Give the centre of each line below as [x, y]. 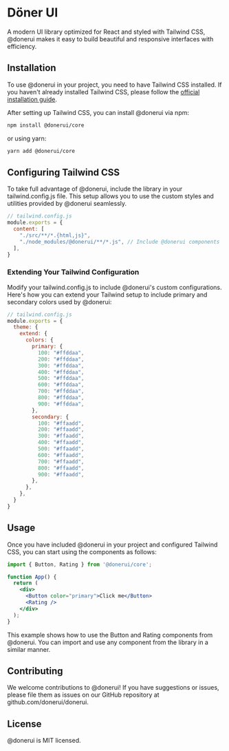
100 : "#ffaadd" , [61, 423]
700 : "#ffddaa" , [61, 391]
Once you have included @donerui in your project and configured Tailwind [112, 544]
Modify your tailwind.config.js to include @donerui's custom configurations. [115, 287]
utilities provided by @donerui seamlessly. [67, 204]
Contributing [35, 671]
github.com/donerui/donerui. [48, 702]
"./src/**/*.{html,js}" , [55, 235]
